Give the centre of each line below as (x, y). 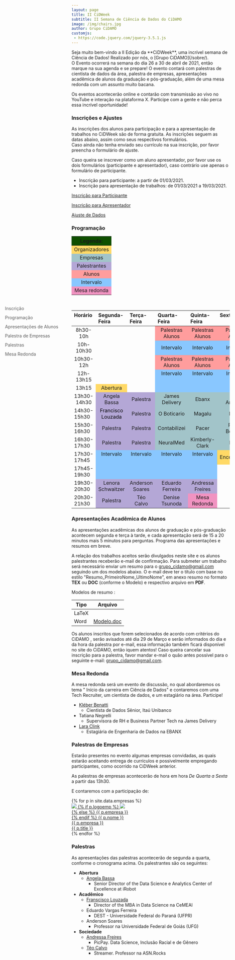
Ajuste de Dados (89, 215)
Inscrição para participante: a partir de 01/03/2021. (131, 180)
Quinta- (200, 315)
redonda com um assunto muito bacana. (113, 84)
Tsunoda (172, 504)
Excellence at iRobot (115, 889)
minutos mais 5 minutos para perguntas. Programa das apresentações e (146, 540)
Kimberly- (203, 439)
